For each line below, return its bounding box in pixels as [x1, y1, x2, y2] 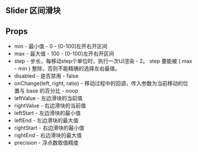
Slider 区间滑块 [5, 5, 61, 16]
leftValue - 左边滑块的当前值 [14, 94, 83, 102]
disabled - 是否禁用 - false [14, 72, 79, 80]
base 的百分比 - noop [25, 87, 78, 94]
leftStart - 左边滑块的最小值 [14, 109, 81, 117]
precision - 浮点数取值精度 [14, 139, 79, 147]
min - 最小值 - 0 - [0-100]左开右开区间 [14, 43, 108, 50]
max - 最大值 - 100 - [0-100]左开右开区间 [14, 50, 114, 58]
